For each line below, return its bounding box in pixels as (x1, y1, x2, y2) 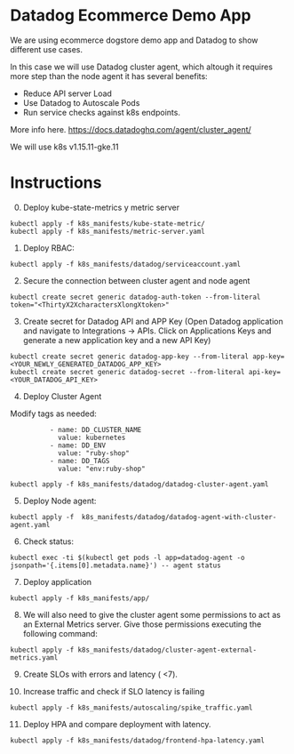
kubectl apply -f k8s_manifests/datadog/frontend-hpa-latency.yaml (10, 735, 266, 745)
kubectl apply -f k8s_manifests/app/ (10, 593, 150, 603)
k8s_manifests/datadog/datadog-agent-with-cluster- (81, 512, 277, 521)
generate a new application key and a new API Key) (22, 334, 211, 345)
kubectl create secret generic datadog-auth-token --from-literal (10, 293, 261, 301)
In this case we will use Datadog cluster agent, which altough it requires (10, 61, 274, 72)
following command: (22, 628, 99, 638)
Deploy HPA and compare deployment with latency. (22, 718, 211, 729)
